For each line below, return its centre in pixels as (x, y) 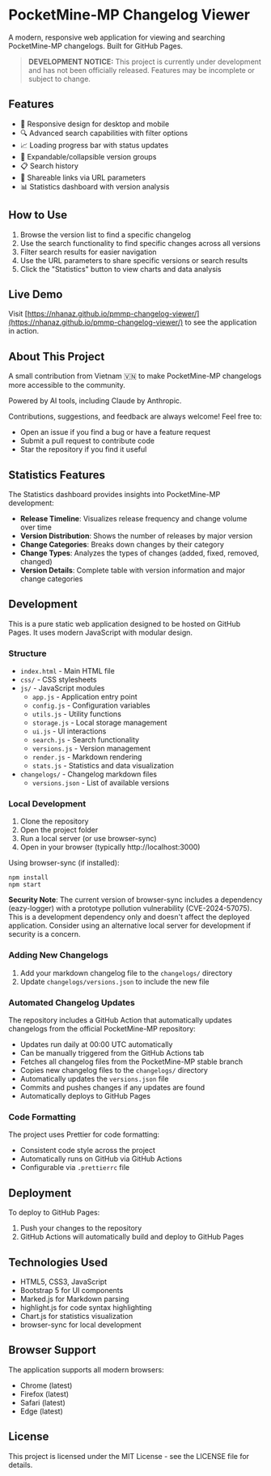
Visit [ (18, 314)
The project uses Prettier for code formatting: (84, 1134)
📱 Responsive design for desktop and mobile (95, 124)
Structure (28, 653)
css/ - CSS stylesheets (58, 680)
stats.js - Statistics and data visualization (103, 766)
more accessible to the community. (67, 385)
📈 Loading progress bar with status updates (94, 145)
